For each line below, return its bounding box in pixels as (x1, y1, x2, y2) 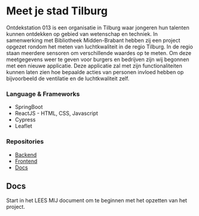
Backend (14, 151, 37, 158)
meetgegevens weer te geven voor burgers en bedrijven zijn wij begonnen (6, 56, 189, 63)
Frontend (14, 157, 38, 165)
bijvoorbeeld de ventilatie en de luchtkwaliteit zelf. (6, 75, 130, 82)
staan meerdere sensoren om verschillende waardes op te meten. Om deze (6, 49, 192, 56)
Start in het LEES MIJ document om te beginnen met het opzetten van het (6, 197, 187, 204)
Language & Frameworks (6, 90, 80, 98)
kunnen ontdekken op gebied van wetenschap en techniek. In (6, 30, 158, 37)
